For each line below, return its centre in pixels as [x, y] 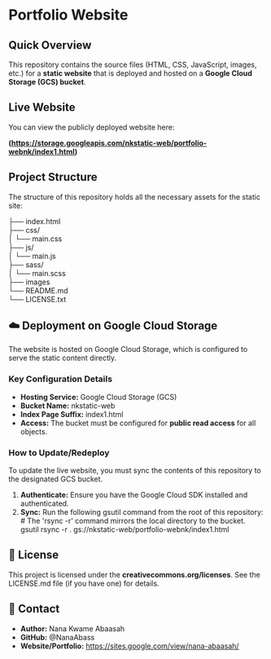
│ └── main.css [35, 239]
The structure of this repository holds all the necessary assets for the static [134, 196]
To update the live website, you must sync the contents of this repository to [135, 471]
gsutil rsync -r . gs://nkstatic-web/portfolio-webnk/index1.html [125, 529]
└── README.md [38, 290]
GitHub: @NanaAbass [57, 637]
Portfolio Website [68, 15]
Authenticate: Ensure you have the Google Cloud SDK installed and [134, 495]
